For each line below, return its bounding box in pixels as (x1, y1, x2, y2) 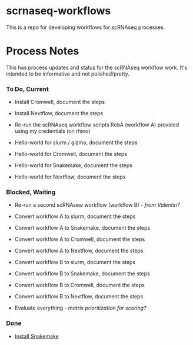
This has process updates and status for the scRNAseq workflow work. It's (6, 64, 188, 71)
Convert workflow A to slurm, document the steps (14, 213, 136, 220)
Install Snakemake (14, 333, 59, 340)
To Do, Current (6, 84, 49, 93)
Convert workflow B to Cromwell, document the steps (14, 282, 145, 289)
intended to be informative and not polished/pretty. (6, 70, 129, 77)
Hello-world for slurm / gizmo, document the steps (14, 139, 138, 146)
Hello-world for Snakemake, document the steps (14, 162, 132, 169)
